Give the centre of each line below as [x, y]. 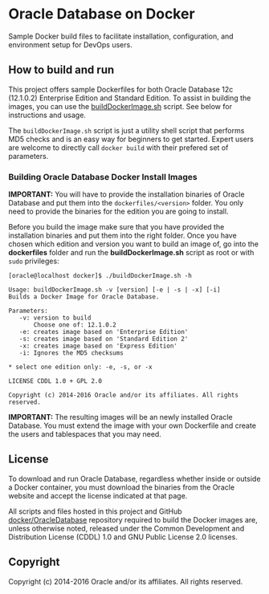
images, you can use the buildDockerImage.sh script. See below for [120, 106]
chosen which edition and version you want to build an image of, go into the [134, 244]
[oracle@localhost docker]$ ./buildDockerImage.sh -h [100, 276]
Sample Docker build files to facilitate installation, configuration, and [121, 36]
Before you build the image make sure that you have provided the [116, 227]
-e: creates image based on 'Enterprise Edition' [104, 332]
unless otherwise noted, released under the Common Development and [126, 528]
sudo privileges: [34, 261]
